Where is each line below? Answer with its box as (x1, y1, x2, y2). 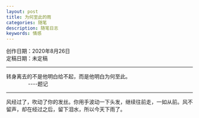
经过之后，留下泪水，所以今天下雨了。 (31, 106, 126, 113)
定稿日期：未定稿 (6, 55, 48, 62)
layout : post (6, 8, 38, 15)
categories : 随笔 (6, 19, 47, 25)
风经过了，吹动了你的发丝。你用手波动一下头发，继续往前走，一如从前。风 (6, 99, 188, 106)
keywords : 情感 (6, 31, 42, 37)
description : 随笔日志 (6, 25, 59, 31)
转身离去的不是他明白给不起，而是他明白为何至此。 (6, 73, 131, 80)
